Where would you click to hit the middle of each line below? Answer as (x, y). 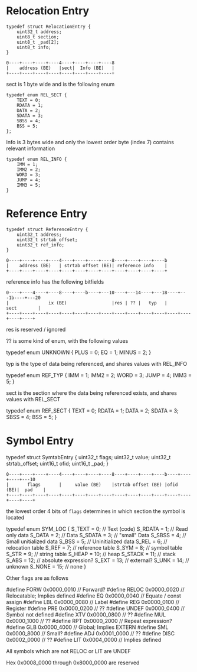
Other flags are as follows (37, 578)
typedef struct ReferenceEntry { (47, 229)
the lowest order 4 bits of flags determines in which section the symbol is (96, 511)
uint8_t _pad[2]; (38, 42)
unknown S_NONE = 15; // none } (46, 566)
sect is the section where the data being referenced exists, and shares (91, 393)
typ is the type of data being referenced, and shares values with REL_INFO (97, 363)
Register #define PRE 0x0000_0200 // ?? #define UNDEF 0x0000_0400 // (95, 608)
